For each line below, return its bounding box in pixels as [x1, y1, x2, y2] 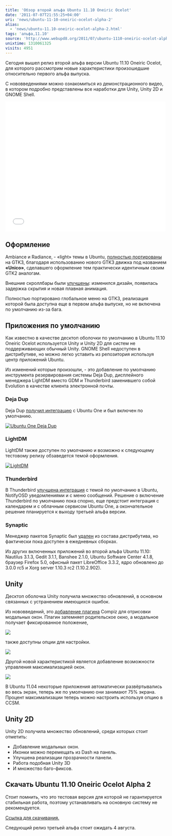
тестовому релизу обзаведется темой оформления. [5, 452, 119, 458]
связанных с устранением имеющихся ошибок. [5, 599, 110, 605]
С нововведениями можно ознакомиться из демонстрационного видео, [5, 80, 164, 87]
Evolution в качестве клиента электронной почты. [5, 383, 114, 389]
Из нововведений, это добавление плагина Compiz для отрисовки [5, 609, 151, 615]
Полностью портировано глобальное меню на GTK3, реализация [5, 296, 148, 302]
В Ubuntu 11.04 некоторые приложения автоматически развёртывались [5, 683, 162, 689]
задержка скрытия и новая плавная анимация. [5, 285, 108, 292]
